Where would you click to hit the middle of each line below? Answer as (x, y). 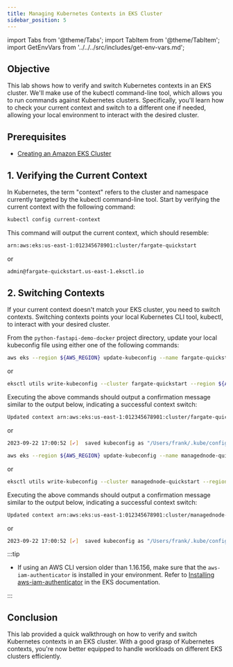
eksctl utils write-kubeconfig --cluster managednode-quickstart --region (118, 482)
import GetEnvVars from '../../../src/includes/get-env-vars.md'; (96, 47)
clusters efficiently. (34, 657)
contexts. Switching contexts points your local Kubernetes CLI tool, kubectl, (115, 317)
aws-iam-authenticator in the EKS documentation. (89, 582)
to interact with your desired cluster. (59, 324)
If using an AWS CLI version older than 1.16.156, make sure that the (112, 568)
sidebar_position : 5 (37, 20)
